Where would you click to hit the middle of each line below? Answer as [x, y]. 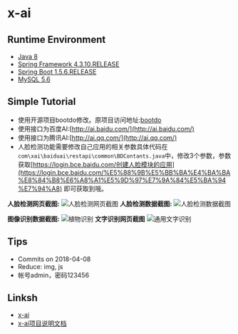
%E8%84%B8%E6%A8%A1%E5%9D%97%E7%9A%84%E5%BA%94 [122, 180]
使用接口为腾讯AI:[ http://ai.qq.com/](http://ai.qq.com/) [97, 138]
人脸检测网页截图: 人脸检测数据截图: [90, 203]
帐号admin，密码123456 [53, 275]
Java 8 [27, 56]
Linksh [22, 298]
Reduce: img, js [40, 266]
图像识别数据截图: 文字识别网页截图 [76, 218]
